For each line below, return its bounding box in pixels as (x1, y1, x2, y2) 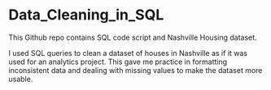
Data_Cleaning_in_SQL (8, 6, 164, 24)
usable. (8, 74, 33, 84)
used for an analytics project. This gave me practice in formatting (8, 57, 228, 66)
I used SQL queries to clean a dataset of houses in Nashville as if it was (8, 48, 248, 58)
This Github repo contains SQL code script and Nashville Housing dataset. (8, 32, 258, 42)
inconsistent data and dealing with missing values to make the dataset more (8, 65, 263, 75)
